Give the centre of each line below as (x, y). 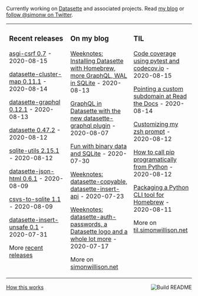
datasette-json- (32, 171)
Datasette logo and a (99, 231)
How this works (25, 287)
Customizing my (156, 124)
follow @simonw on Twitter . (40, 15)
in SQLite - (86, 83)
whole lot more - (94, 239)
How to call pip (154, 152)
